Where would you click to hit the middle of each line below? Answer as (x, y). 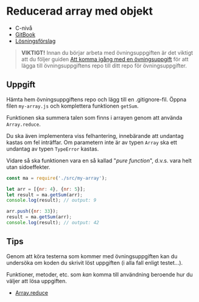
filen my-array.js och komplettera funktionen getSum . (72, 106)
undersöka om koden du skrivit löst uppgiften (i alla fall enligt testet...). (95, 263)
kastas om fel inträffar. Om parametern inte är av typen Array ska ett (92, 142)
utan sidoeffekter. (28, 167)
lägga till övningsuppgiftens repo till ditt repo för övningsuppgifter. (104, 66)
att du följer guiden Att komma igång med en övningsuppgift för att (105, 59)
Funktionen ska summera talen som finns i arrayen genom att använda (94, 117)
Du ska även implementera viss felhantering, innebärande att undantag (95, 136)
